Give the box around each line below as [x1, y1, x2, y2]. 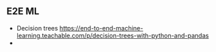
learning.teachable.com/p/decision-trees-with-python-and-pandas [16, 31, 209, 40]
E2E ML [6, 6, 40, 17]
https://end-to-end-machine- [59, 24, 144, 32]
